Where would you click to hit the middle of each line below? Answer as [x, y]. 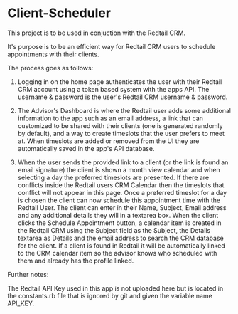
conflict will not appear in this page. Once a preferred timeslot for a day [122, 192]
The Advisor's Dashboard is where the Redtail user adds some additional [124, 110]
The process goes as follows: [50, 68]
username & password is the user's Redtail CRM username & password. [123, 97]
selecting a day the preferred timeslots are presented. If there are [113, 177]
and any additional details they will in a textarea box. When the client [118, 215]
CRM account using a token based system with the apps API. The [113, 89]
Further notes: [28, 274]
